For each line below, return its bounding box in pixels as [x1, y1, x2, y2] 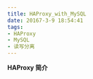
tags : [7, 23, 23, 30]
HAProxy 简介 [7, 63, 48, 71]
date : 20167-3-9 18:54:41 [7, 17, 83, 24]
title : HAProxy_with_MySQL [7, 10, 87, 18]
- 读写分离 [7, 43, 35, 50]
